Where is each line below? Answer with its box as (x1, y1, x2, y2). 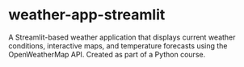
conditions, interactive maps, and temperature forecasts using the (8, 40, 228, 50)
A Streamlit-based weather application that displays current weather (8, 32, 236, 42)
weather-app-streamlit (8, 6, 166, 24)
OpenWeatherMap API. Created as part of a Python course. (8, 49, 206, 59)
